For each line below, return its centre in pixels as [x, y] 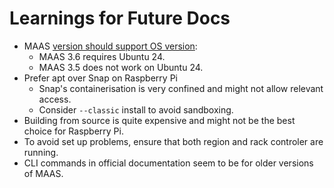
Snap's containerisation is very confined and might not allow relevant [181, 88]
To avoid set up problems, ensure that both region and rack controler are [173, 141]
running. [41, 152]
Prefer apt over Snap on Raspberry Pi [100, 78]
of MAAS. [43, 173]
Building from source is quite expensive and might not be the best [159, 120]
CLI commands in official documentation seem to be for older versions [168, 163]
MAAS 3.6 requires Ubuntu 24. [102, 56]
